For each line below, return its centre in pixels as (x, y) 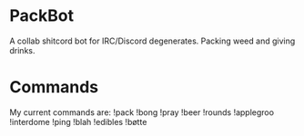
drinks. (22, 50)
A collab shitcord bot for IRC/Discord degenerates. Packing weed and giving (152, 41)
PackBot (42, 16)
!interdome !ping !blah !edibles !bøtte (78, 121)
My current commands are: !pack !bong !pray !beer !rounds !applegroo (142, 112)
